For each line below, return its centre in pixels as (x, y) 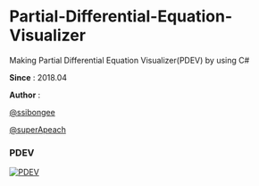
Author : (25, 95)
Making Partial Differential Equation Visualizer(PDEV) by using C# (129, 60)
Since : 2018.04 (38, 77)
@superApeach (38, 129)
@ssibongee (32, 112)
